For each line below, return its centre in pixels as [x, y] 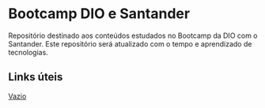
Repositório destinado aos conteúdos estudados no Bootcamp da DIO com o [133, 35]
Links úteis [36, 77]
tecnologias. [28, 52]
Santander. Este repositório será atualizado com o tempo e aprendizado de [130, 43]
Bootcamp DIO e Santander [99, 14]
